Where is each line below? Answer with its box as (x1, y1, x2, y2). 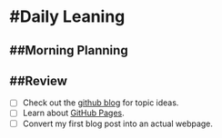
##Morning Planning (9, 43, 129, 58)
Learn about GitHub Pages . (22, 107, 125, 119)
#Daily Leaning (9, 6, 126, 27)
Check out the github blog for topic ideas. (22, 97, 179, 108)
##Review (9, 73, 68, 88)
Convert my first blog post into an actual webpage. (22, 118, 214, 129)
